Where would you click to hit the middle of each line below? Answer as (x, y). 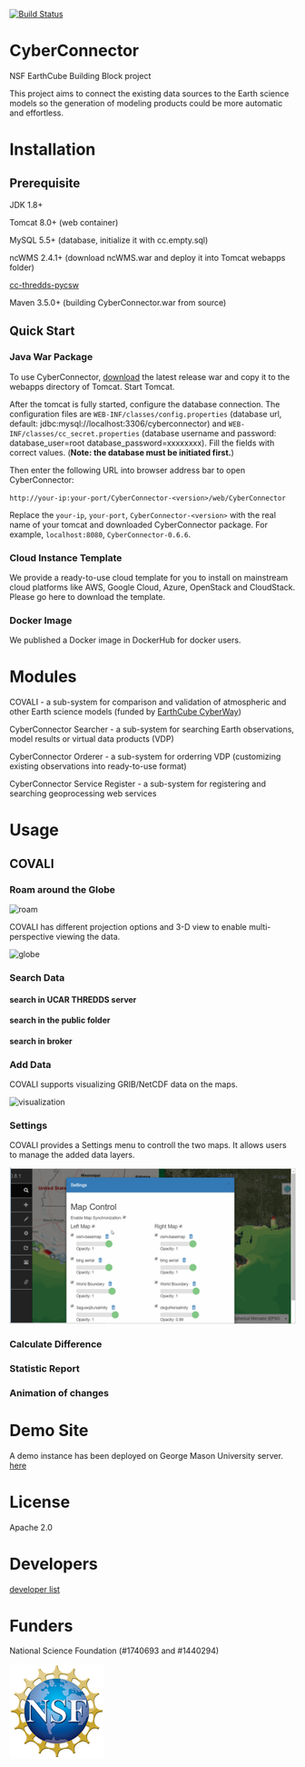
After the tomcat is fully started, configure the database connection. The (145, 404)
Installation (53, 150)
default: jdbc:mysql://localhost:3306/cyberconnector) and (118, 424)
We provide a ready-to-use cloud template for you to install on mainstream (149, 577)
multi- (260, 927)
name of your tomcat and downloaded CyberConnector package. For (138, 524)
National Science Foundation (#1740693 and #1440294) (114, 1651)
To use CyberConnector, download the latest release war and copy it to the (150, 376)
